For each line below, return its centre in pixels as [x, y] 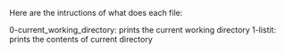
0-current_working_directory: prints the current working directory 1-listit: [143, 30]
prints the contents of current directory [81, 39]
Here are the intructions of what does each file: [96, 13]
